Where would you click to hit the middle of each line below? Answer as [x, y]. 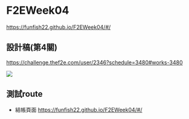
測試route [24, 94]
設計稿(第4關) [32, 48]
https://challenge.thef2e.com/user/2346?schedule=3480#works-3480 [94, 62]
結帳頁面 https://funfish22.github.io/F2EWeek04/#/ [79, 109]
